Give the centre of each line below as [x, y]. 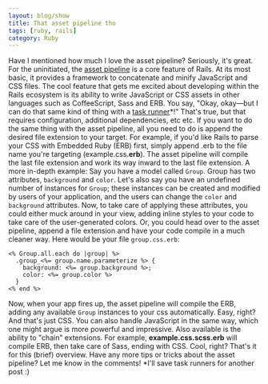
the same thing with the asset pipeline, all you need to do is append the [126, 129]
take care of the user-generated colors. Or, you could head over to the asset [134, 222]
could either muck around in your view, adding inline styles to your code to [131, 214]
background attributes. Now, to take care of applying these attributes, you [128, 206]
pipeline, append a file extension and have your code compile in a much [127, 231]
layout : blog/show [39, 16]
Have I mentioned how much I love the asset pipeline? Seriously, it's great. [131, 61]
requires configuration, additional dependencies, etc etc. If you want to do [130, 120]
